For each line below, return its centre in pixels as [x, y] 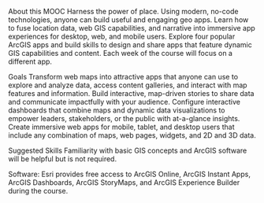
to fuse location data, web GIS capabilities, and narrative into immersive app [132, 28]
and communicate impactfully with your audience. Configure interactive [124, 102]
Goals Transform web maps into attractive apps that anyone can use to [123, 77]
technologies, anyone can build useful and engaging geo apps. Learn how [128, 20]
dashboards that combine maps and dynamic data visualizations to [117, 110]
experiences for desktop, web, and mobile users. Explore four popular [122, 36]
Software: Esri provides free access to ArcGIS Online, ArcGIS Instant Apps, [129, 174]
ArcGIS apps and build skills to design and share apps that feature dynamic [130, 45]
